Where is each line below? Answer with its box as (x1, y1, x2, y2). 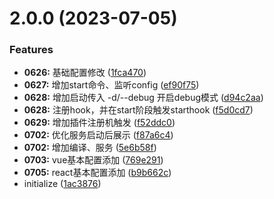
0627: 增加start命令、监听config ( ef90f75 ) (23, 79, 200, 91)
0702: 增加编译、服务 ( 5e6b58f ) (23, 142, 157, 154)
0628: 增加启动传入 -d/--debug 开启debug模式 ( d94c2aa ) (23, 92, 264, 104)
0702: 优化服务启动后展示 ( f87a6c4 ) (23, 129, 174, 141)
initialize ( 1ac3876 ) (23, 178, 102, 190)
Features (9, 43, 54, 57)
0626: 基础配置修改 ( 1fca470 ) (23, 67, 147, 79)
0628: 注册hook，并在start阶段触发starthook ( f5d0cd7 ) (23, 104, 254, 116)
